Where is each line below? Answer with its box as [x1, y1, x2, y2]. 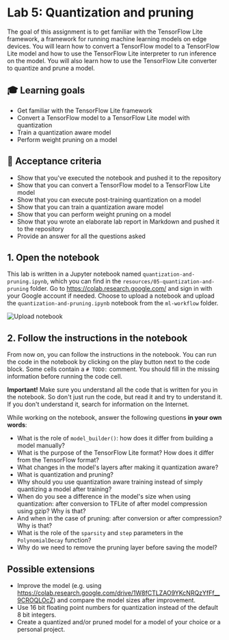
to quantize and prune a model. [7, 64, 96, 72]
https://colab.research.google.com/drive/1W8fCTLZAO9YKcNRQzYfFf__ [16, 589, 220, 597]
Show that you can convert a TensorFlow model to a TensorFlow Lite [16, 180, 211, 189]
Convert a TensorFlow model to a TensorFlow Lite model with [16, 113, 190, 121]
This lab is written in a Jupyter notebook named [7, 270, 142, 278]
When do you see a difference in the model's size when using [16, 493, 191, 501]
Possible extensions [7, 563, 95, 575]
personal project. [16, 626, 66, 633]
